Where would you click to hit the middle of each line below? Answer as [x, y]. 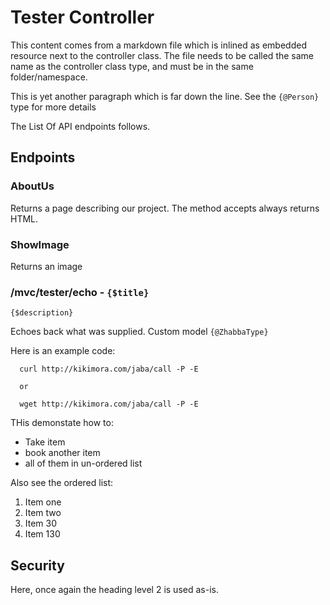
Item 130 [42, 534]
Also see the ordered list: [62, 483]
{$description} [42, 313]
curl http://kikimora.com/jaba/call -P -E [109, 369]
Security [37, 565]
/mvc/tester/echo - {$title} [80, 292]
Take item [45, 442]
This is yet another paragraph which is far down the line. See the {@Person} [165, 96]
